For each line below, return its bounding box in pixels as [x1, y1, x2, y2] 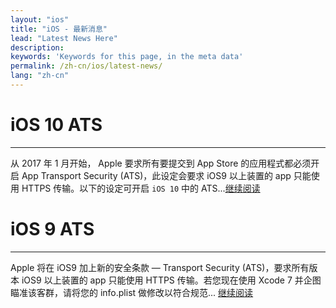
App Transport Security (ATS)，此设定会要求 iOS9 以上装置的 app [21, 169, 292, 181]
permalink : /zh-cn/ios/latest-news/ [10, 61, 163, 71]
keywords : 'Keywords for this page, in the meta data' [10, 52, 244, 62]
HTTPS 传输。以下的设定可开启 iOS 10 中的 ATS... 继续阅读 [21, 182, 261, 194]
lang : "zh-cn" [10, 71, 70, 81]
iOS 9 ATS [10, 218, 95, 240]
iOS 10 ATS [10, 114, 103, 136]
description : [10, 42, 65, 53]
